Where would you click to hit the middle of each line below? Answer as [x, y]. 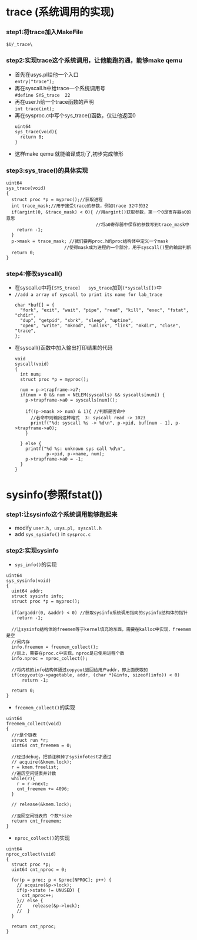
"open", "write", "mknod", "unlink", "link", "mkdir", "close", [101, 326]
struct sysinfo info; [38, 596]
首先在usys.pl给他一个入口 [46, 74]
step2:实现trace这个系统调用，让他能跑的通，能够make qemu [94, 61]
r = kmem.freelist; [35, 767]
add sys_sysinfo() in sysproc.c [53, 534]
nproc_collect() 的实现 [42, 838]
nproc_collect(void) [31, 854]
